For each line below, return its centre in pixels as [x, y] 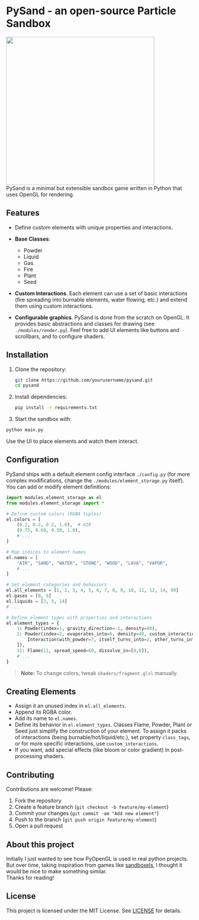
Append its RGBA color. [43, 712]
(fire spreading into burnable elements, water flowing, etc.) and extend [101, 299]
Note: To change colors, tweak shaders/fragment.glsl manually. [99, 673]
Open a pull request [39, 826]
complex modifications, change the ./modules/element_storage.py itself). [95, 480]
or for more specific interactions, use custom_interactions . [86, 744]
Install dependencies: [41, 397]
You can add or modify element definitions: [59, 487]
